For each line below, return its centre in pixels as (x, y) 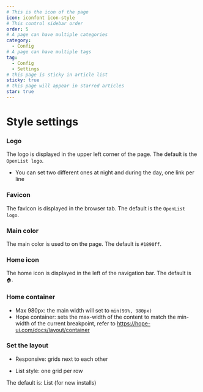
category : (19, 40)
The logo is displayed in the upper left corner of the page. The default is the (102, 154)
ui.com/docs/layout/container (52, 330)
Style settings (42, 122)
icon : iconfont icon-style (41, 18)
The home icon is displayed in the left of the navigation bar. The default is (99, 273)
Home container (31, 297)
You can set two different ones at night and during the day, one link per (105, 172)
